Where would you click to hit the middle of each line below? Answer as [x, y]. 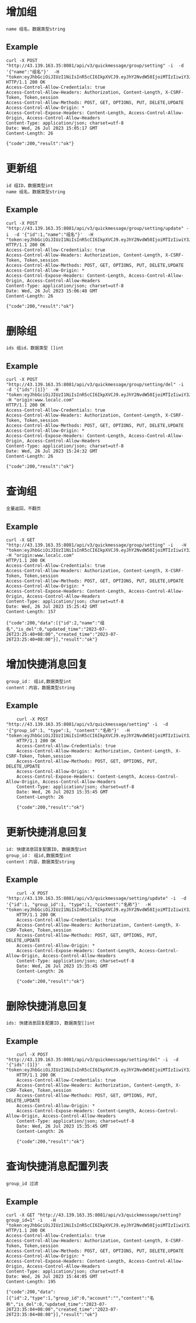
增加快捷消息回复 [47, 664]
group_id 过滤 [22, 1184]
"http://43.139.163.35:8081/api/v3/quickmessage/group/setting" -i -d [95, 66]
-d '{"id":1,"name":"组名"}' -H [53, 235]
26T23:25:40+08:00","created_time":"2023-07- [62, 634]
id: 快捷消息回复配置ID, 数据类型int [47, 849]
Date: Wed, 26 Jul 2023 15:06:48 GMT [52, 291]
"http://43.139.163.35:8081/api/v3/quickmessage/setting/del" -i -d [92, 1060]
